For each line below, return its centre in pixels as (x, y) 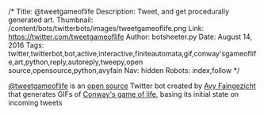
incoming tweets (35, 103)
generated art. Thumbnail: (51, 20)
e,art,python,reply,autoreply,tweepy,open (76, 62)
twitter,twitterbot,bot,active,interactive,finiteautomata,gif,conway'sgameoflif (132, 54)
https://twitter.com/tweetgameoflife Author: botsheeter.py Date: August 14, (130, 36)
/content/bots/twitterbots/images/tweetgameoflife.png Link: (106, 28)
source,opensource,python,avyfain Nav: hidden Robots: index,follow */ (124, 70)
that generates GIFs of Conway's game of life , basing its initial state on (124, 94)
